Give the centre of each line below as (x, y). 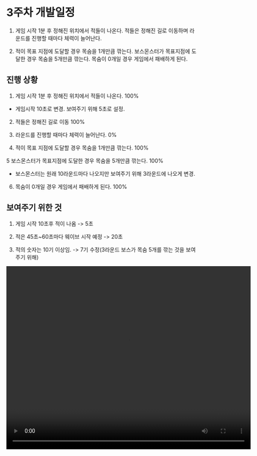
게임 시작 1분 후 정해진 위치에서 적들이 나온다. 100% (77, 96)
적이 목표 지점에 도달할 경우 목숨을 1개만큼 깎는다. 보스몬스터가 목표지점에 (103, 51)
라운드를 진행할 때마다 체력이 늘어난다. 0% (66, 134)
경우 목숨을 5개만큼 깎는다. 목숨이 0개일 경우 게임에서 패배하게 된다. (107, 59)
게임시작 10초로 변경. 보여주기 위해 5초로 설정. (70, 109)
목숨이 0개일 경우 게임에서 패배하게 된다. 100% (71, 186)
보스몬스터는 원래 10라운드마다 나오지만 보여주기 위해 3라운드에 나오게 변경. (105, 173)
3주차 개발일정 (41, 13)
